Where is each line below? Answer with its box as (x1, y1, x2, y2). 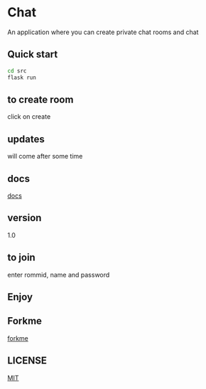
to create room (7, 93, 74, 105)
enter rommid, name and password (7, 270, 110, 279)
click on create (7, 112, 51, 121)
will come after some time (7, 152, 83, 161)
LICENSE (7, 355, 48, 367)
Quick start (7, 48, 58, 60)
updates (7, 133, 45, 145)
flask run (7, 74, 37, 81)
